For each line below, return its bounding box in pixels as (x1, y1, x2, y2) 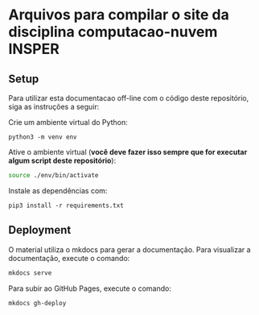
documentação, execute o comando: (8, 253, 130, 263)
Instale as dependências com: (8, 185, 108, 195)
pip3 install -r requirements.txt (8, 201, 125, 209)
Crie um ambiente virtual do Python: (8, 118, 128, 126)
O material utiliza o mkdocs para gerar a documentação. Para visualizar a (8, 244, 251, 255)
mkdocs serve (8, 268, 52, 277)
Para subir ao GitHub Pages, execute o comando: (8, 284, 171, 293)
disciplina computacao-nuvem (8, 23, 218, 41)
